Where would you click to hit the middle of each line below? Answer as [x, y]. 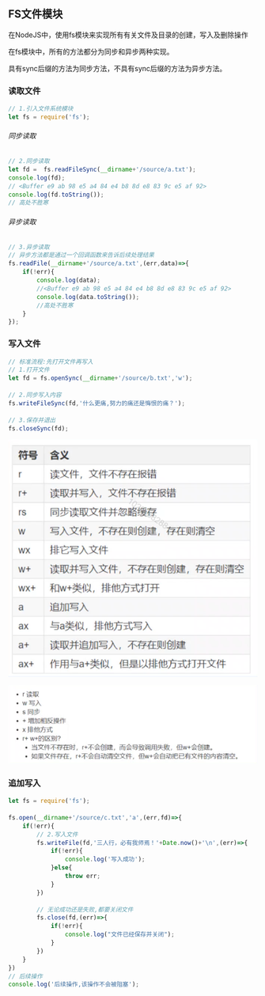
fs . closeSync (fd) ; [38, 428]
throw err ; [83, 877]
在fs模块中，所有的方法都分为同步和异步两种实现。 [91, 51]
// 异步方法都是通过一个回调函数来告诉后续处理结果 [81, 256]
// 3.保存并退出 [32, 420]
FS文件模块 [36, 14]
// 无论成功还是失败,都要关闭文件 [85, 909]
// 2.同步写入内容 [35, 395]
